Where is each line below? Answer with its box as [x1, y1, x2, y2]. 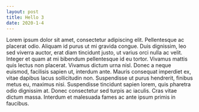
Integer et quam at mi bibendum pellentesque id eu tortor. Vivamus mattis [6, 55, 188, 63]
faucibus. [6, 100, 29, 107]
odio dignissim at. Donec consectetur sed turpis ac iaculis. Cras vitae [6, 87, 177, 95]
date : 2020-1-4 [6, 20, 44, 26]
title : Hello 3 [6, 14, 44, 20]
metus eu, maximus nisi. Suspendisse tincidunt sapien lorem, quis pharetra [6, 81, 191, 88]
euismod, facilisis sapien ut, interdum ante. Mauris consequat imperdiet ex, [6, 68, 191, 75]
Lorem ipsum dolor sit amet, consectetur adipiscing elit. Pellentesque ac [6, 37, 185, 44]
